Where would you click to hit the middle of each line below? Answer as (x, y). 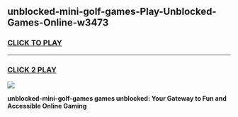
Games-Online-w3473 (58, 23)
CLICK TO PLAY (35, 43)
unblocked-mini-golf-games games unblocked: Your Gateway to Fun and (117, 98)
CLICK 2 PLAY (32, 69)
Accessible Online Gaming (47, 106)
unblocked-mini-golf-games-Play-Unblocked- (112, 12)
